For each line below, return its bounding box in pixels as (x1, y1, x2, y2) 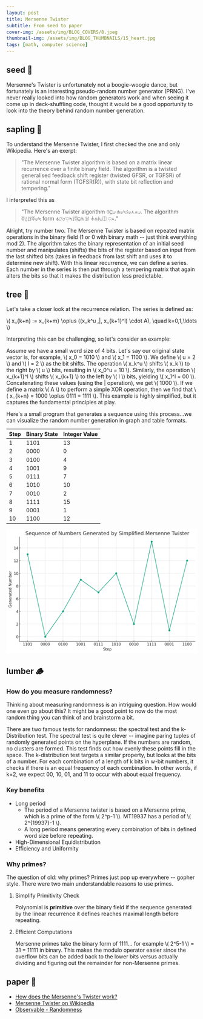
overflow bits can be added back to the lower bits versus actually (15, 953, 178, 960)
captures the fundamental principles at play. (6, 399, 116, 406)
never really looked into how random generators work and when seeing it (6, 94, 189, 101)
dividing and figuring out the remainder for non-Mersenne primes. (15, 960, 180, 966)
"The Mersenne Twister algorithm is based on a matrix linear (21, 158, 173, 166)
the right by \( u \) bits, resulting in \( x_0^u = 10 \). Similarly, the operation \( (6, 367, 196, 374)
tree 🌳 (6, 290, 29, 300)
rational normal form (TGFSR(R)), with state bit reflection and (21, 178, 173, 185)
